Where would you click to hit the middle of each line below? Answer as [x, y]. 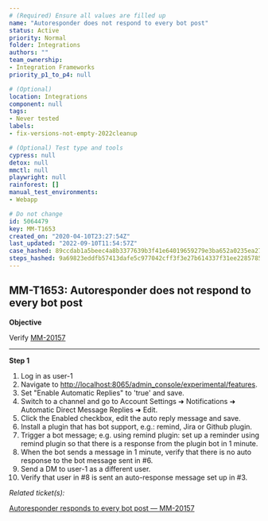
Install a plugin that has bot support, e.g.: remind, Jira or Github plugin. [136, 426]
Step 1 [19, 360]
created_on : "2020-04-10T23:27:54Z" [70, 236]
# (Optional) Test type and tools [66, 148]
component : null [36, 104]
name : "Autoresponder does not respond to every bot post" [109, 23]
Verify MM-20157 [37, 337]
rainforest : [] [34, 185]
